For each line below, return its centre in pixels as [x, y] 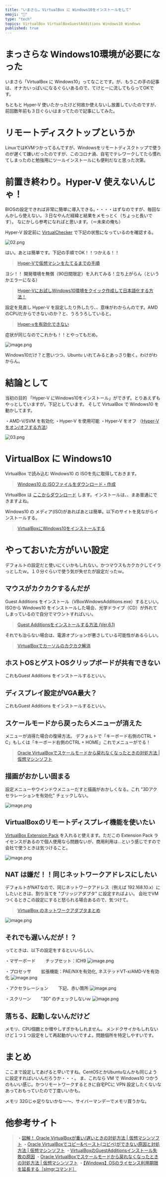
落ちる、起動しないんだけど [48, 1016]
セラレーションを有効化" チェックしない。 [48, 795]
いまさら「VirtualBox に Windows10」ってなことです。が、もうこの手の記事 [82, 82]
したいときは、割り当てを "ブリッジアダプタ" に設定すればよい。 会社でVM [82, 894]
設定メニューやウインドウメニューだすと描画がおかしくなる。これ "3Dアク [81, 789]
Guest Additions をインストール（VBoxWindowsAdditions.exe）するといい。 [83, 601]
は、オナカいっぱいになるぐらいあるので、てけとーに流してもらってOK [77, 88]
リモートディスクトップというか [70, 133]
